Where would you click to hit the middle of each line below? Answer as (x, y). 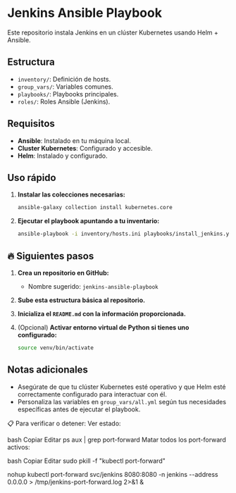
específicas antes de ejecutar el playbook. (79, 409)
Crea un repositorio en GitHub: (63, 273)
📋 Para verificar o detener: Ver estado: (64, 423)
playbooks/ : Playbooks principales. (68, 94)
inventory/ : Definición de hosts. (64, 79)
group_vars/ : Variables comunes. (66, 87)
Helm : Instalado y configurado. (62, 156)
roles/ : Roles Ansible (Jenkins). (64, 101)
